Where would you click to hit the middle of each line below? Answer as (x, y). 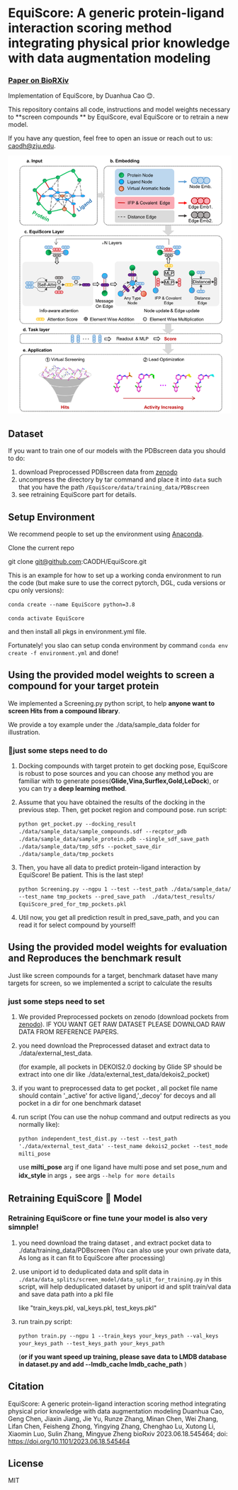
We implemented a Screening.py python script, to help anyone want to (112, 703)
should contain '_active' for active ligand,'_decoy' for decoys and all (117, 1096)
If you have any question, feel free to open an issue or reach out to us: (110, 138)
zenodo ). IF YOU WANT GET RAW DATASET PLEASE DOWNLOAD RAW (122, 1024)
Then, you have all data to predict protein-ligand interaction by (109, 867)
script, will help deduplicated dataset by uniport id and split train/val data (125, 1286)
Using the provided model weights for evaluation (118, 947)
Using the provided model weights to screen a (112, 675)
